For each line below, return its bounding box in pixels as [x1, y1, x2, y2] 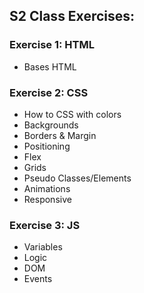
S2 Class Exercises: [9, 8, 136, 25]
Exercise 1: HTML [9, 38, 95, 52]
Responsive [23, 193, 72, 205]
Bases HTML [23, 60, 77, 73]
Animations [23, 182, 71, 194]
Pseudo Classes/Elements [23, 172, 132, 184]
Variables [23, 241, 63, 253]
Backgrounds [23, 119, 79, 131]
